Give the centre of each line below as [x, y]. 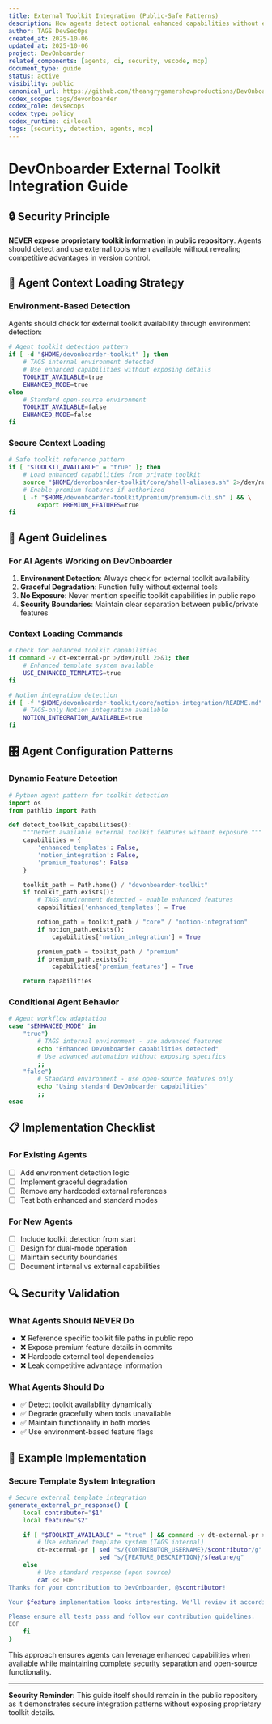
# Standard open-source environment [85, 400]
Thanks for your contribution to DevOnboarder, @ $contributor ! [117, 1587]
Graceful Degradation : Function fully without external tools [119, 587]
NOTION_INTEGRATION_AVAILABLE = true [83, 718]
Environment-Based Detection [69, 306]
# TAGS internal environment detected [88, 362]
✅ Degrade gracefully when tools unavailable [96, 1414]
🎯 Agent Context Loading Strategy [96, 283]
